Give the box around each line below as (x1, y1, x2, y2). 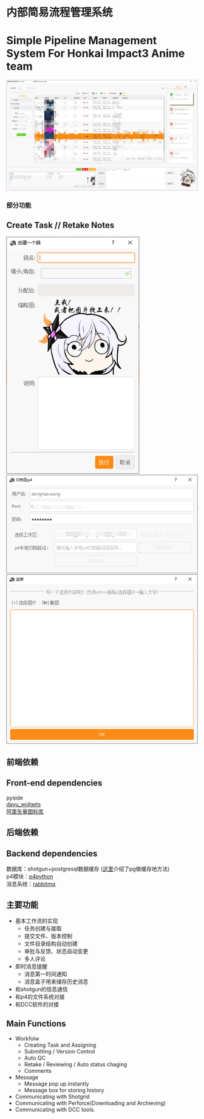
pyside (6, 794, 23, 801)
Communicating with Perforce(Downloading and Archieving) (15, 1099, 166, 1106)
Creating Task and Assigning (24, 1041, 97, 1049)
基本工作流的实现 (15, 917, 58, 924)
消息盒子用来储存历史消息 (24, 977, 89, 985)
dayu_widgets (6, 800, 41, 808)
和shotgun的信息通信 (15, 985, 68, 993)
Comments (24, 1067, 52, 1074)
